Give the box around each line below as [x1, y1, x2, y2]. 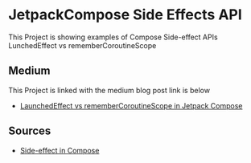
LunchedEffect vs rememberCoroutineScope [8, 40, 157, 50]
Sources [8, 124, 51, 138]
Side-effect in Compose [19, 145, 100, 155]
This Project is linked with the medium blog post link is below [8, 85, 211, 95]
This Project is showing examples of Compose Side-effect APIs [8, 32, 219, 42]
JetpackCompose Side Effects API [8, 6, 243, 24]
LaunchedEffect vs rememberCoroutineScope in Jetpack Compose [19, 100, 243, 110]
